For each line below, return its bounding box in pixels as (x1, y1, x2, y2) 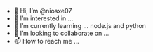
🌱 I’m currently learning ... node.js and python (13, 22, 146, 30)
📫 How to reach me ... (13, 37, 79, 45)
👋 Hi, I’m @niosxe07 (13, 7, 72, 15)
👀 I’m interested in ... (13, 14, 74, 22)
